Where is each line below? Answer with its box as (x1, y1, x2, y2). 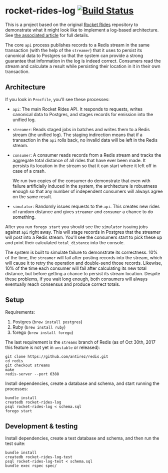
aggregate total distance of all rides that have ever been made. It (12, 157, 146, 163)
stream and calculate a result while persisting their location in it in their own (5, 63, 161, 69)
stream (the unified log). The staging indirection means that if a (12, 132, 142, 138)
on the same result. (12, 193, 52, 200)
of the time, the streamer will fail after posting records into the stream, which (5, 254, 162, 260)
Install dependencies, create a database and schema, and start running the (5, 380, 160, 386)
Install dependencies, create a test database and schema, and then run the (5, 435, 159, 441)
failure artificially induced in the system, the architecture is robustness (12, 183, 157, 189)
